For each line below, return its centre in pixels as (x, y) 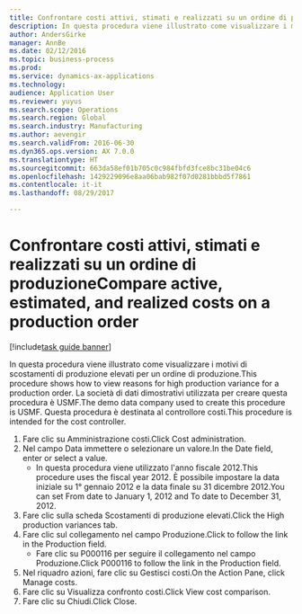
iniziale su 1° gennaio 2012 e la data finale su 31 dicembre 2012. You (160, 486)
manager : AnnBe (38, 43)
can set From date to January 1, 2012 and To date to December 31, (158, 496)
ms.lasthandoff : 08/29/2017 (62, 193)
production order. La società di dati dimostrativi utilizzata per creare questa (148, 393)
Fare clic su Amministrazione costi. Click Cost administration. (134, 439)
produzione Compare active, (116, 284)
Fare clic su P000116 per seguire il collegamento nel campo (146, 553)
